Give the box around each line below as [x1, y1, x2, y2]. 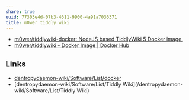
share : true [5, 8, 35, 15]
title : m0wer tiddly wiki [5, 19, 69, 25]
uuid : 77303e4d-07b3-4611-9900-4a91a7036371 [5, 14, 117, 20]
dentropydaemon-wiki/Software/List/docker [14, 75, 122, 82]
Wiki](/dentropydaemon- [123, 81, 183, 88]
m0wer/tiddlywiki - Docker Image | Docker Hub [14, 42, 130, 49]
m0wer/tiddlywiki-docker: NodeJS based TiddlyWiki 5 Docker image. [14, 36, 183, 43]
